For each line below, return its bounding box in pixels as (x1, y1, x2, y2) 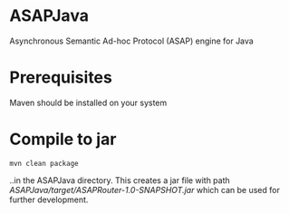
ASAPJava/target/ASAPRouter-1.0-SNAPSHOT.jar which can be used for (9, 184, 281, 195)
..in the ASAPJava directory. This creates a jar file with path (9, 174, 231, 186)
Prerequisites (9, 67, 113, 88)
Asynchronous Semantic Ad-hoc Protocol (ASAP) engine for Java (9, 35, 254, 46)
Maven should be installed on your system (9, 97, 168, 108)
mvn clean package (9, 159, 79, 168)
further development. (9, 194, 89, 205)
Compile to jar (9, 129, 117, 150)
